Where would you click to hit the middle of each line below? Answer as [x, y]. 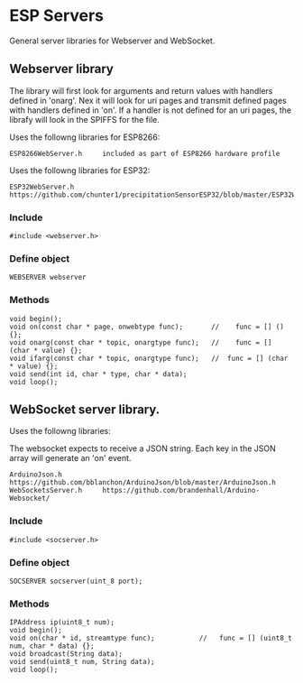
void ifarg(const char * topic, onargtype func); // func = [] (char [149, 358]
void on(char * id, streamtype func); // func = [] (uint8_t [151, 638]
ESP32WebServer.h [42, 187]
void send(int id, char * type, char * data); [98, 374]
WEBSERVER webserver [48, 277]
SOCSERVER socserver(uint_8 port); [76, 581]
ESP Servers [57, 16]
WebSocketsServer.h [46, 491]
